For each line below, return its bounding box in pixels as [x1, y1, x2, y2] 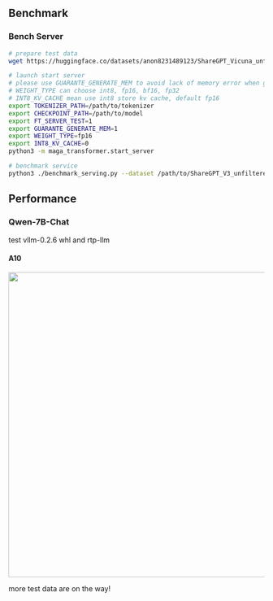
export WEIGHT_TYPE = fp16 [8, 132, 93, 141]
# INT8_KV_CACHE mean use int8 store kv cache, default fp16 [8, 94, 220, 102]
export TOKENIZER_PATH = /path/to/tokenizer [8, 102, 154, 110]
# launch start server [8, 72, 85, 80]
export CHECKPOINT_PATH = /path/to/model [8, 109, 144, 117]
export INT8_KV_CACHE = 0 [8, 140, 89, 148]
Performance [8, 192, 77, 206]
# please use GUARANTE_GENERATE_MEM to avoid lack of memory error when [8, 79, 260, 88]
